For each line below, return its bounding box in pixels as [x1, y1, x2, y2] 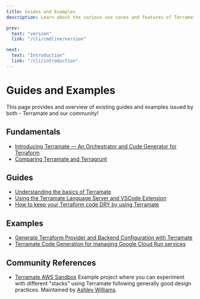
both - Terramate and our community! [6, 110, 99, 117]
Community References [6, 257, 96, 268]
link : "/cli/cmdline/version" [11, 36, 86, 42]
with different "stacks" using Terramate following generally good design [14, 279, 192, 286]
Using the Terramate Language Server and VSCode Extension [14, 195, 167, 202]
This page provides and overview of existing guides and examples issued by [6, 103, 193, 110]
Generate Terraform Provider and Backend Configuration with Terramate [14, 234, 193, 241]
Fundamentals [6, 127, 61, 137]
